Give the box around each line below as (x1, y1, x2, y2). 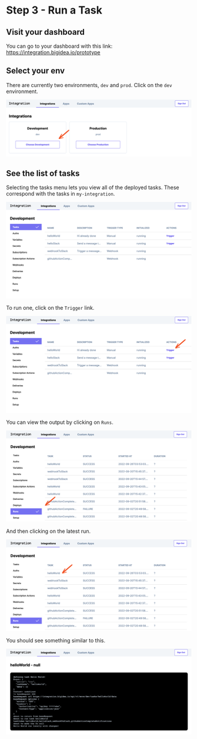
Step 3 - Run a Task (6, 4, 103, 17)
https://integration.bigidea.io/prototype (6, 49, 101, 56)
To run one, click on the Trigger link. (6, 304, 95, 311)
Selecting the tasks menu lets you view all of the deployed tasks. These (6, 184, 179, 191)
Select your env (6, 66, 65, 76)
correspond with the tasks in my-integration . (6, 190, 115, 197)
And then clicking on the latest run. (6, 528, 91, 535)
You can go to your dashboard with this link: (6, 42, 113, 49)
